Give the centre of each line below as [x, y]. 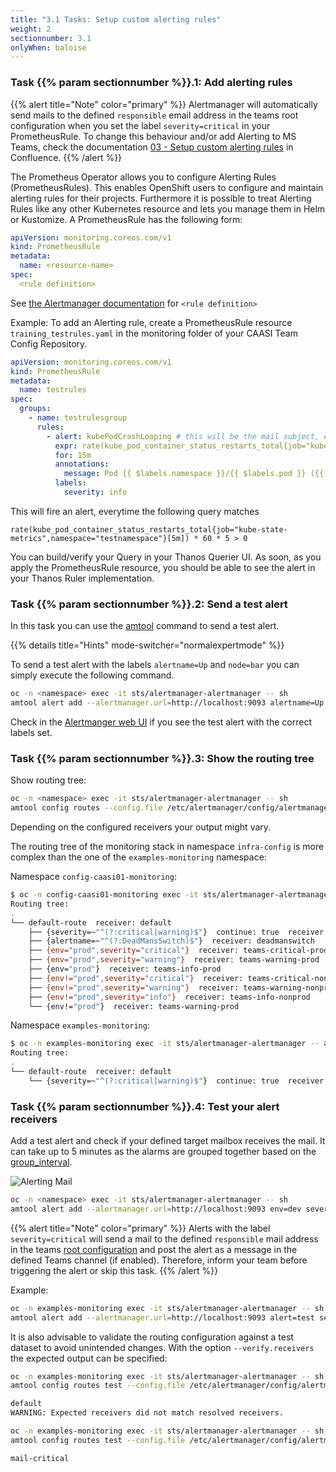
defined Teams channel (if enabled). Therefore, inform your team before [159, 1260]
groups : [35, 409]
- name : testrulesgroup [78, 418]
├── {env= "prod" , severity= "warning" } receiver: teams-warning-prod [174, 960]
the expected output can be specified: [89, 1358]
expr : [66, 446]
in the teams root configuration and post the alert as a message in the [154, 1249]
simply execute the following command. [92, 675]
